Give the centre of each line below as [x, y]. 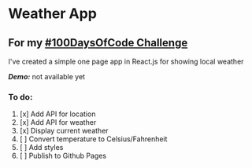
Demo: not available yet [46, 77]
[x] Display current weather [64, 131]
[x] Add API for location [57, 114]
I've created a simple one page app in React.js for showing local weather [126, 61]
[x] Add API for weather [58, 122]
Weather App [52, 14]
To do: [20, 97]
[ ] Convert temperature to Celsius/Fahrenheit [93, 139]
